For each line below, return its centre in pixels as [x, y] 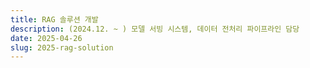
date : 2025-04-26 [46, 38]
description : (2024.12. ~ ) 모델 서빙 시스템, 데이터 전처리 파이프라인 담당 [155, 29]
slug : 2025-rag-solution [62, 47]
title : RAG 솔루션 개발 [54, 19]
